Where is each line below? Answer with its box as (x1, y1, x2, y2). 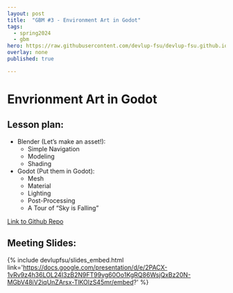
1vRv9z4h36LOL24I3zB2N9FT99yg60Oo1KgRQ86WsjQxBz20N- (7, 270, 191, 278)
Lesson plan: (7, 119, 64, 131)
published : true (7, 56, 54, 62)
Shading (27, 159, 52, 167)
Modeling (27, 152, 55, 160)
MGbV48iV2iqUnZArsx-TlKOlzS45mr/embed (7, 278, 134, 286)
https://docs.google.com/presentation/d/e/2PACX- (23, 263, 168, 271)
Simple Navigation (27, 144, 80, 153)
